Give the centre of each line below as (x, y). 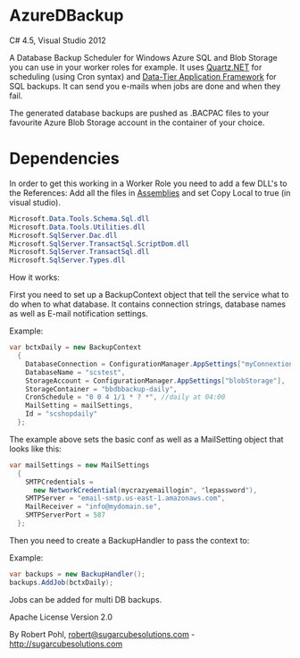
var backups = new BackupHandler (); (77, 574)
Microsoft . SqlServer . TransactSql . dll (79, 252)
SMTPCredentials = (59, 482)
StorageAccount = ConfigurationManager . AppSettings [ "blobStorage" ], (155, 381)
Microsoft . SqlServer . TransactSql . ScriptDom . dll (100, 244)
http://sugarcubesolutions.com (66, 644)
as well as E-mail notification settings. (79, 314)
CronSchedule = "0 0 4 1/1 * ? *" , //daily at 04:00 (125, 397)
